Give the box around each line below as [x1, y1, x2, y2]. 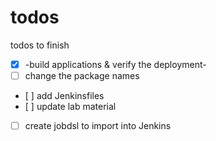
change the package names [24, 70, 140, 81]
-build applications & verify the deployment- [24, 58, 207, 70]
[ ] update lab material [24, 101, 117, 113]
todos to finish [10, 39, 70, 51]
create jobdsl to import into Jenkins [24, 120, 172, 132]
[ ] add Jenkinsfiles [24, 90, 105, 102]
